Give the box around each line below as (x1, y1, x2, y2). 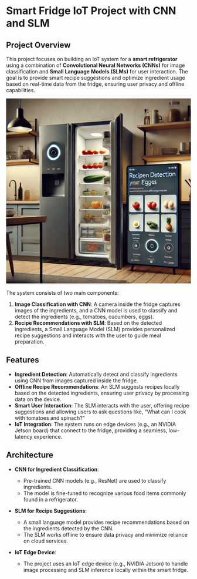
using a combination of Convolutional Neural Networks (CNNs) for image (6, 62, 185, 69)
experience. (33, 433, 63, 440)
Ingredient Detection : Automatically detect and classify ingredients (14, 371, 178, 378)
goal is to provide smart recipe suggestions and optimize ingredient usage (6, 75, 186, 81)
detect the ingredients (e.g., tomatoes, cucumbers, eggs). (14, 313, 154, 320)
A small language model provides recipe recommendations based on (23, 519, 189, 526)
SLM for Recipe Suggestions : (14, 507, 87, 514)
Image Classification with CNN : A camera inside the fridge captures (14, 301, 181, 308)
